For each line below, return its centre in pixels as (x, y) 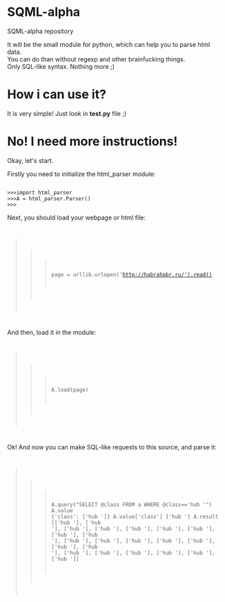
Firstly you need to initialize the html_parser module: (81, 174)
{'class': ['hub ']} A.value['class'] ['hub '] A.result (135, 516)
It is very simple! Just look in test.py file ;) (67, 113)
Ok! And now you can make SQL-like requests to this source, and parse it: (112, 447)
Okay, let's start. (30, 160)
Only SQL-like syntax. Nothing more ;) (61, 66)
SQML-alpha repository (40, 31)
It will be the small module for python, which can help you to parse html (109, 44)
